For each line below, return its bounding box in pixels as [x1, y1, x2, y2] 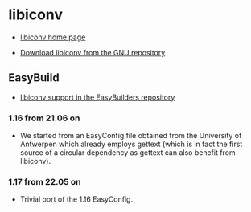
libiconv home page [19, 32, 86, 42]
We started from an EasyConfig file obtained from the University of [19, 131, 242, 141]
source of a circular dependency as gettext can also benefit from [19, 148, 236, 157]
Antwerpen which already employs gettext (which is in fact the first [19, 139, 243, 149]
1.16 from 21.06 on [8, 112, 80, 124]
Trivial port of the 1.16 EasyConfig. [19, 194, 134, 204]
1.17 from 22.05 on [8, 176, 81, 187]
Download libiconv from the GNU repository [19, 47, 166, 57]
